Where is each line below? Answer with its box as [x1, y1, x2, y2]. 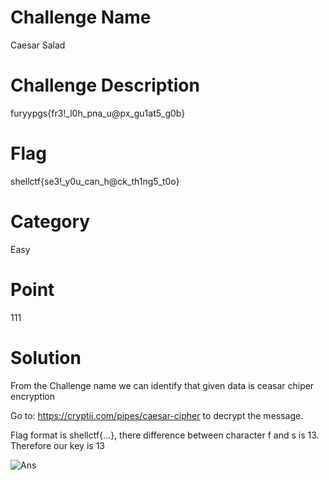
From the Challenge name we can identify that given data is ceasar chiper [10, 379, 315, 391]
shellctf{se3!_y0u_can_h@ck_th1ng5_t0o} [10, 175, 180, 187]
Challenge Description [10, 74, 200, 97]
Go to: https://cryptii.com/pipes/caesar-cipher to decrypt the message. [10, 409, 304, 421]
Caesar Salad [10, 39, 66, 51]
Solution [10, 346, 82, 369]
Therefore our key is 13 [10, 439, 105, 451]
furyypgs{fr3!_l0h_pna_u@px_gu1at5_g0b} [10, 107, 186, 119]
